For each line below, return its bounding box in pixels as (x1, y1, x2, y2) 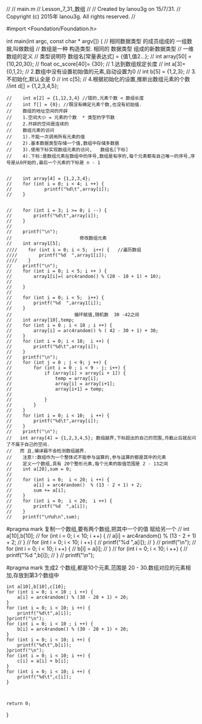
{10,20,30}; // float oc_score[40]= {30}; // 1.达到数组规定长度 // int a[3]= (6, 60, 186, 67)
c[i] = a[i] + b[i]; (17, 658, 69, 664)
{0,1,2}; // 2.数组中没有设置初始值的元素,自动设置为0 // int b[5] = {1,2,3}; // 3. (6, 68, 197, 75)
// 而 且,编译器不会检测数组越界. (6, 448, 87, 454)
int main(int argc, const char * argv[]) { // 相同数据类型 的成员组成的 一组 (6, 38, 187, 44)
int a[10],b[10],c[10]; (6, 584, 67, 590)
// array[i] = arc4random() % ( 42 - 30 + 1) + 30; (6, 328, 159, 334)
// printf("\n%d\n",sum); (6, 514, 80, 520)
